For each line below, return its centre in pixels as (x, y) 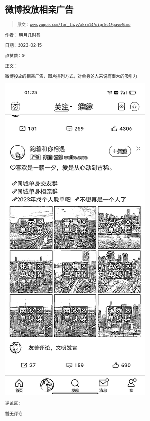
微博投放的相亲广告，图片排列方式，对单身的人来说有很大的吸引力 (71, 76)
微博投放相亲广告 (39, 10)
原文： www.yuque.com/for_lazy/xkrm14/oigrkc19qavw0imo (74, 24)
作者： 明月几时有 (23, 35)
